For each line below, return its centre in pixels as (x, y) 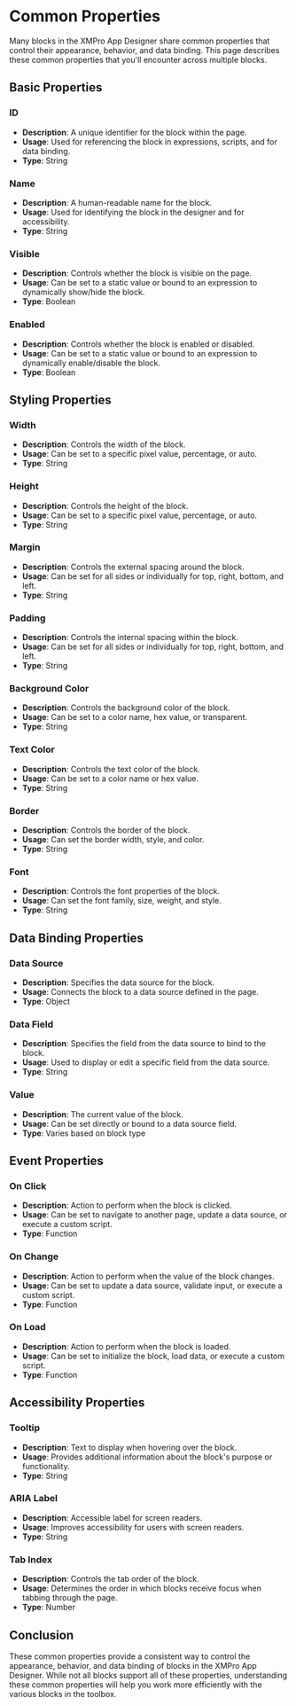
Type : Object (46, 1001)
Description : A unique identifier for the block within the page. (134, 132)
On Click (28, 1186)
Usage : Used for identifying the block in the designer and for (133, 212)
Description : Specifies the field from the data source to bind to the (144, 1044)
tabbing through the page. (70, 1598)
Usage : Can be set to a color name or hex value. (110, 779)
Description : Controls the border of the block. (106, 830)
